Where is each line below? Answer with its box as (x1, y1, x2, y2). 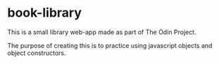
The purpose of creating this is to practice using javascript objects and (7, 41, 213, 49)
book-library (7, 5, 82, 21)
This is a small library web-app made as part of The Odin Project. (7, 28, 196, 36)
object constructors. (7, 49, 66, 57)
